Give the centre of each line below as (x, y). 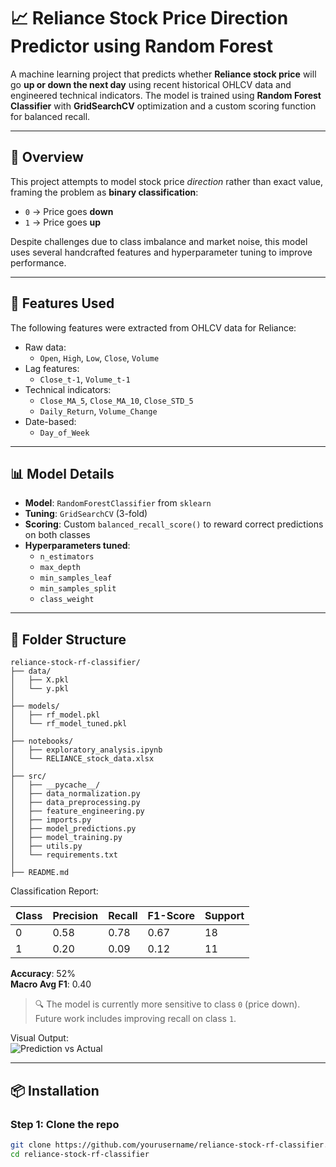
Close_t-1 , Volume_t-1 (85, 379)
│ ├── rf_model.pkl (55, 715)
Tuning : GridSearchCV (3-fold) (86, 514)
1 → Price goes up (63, 222)
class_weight (67, 600)
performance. (38, 262)
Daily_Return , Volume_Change (98, 411)
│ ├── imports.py (51, 820)
